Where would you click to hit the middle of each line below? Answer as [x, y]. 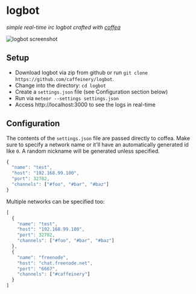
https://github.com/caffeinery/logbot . [65, 78]
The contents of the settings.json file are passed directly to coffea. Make [98, 138]
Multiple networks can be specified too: [55, 201]
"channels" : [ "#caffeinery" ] [54, 274]
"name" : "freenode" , [43, 257]
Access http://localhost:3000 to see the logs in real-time [85, 104]
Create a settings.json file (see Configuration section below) [91, 92]
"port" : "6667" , [38, 269]
